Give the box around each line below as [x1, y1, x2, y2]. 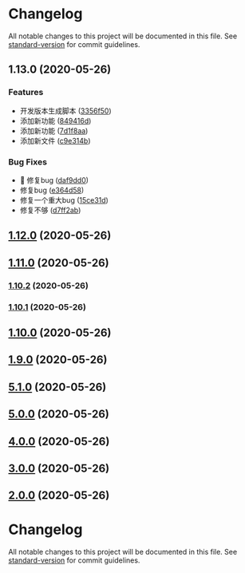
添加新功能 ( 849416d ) [19, 116, 92, 125]
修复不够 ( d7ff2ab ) [19, 205, 81, 215]
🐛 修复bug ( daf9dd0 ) [19, 175, 89, 184]
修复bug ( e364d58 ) [19, 185, 85, 195]
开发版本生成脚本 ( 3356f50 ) [19, 105, 112, 116]
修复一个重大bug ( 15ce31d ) [19, 195, 109, 204]
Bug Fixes [8, 156, 48, 168]
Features [8, 87, 44, 98]
